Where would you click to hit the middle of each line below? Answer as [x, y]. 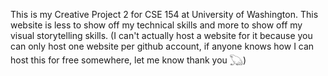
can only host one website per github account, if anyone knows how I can [162, 46]
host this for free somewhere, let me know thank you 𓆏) [128, 60]
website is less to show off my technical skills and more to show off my [156, 25]
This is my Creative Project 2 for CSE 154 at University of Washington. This [164, 14]
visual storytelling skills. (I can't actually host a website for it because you [161, 35]
